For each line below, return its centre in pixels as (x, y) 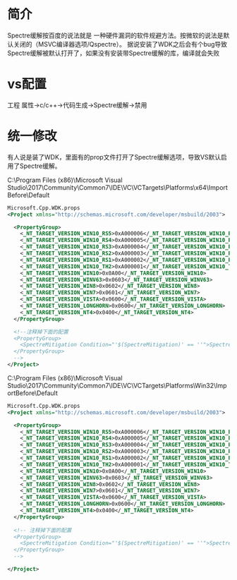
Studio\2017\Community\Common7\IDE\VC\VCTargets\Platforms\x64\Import (117, 187)
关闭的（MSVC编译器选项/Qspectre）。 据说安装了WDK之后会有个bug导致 (120, 44)
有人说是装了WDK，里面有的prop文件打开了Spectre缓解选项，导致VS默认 (114, 157)
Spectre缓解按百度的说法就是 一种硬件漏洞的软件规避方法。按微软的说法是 (115, 35)
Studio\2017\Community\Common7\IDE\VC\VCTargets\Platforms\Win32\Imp (117, 385)
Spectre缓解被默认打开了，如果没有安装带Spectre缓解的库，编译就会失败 (114, 53)
